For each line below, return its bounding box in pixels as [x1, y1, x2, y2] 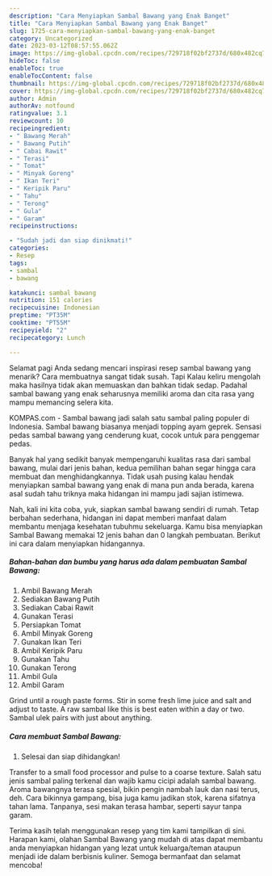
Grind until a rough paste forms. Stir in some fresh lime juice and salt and [9, 696, 252, 706]
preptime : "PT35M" [9, 312, 71, 320]
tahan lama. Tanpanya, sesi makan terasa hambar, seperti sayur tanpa [9, 802, 242, 811]
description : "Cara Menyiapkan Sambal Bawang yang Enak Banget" [9, 11, 230, 20]
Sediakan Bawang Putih [20, 594, 100, 604]
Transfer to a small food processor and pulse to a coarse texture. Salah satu [9, 768, 262, 778]
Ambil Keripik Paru [20, 646, 83, 656]
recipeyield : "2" [9, 326, 68, 334]
